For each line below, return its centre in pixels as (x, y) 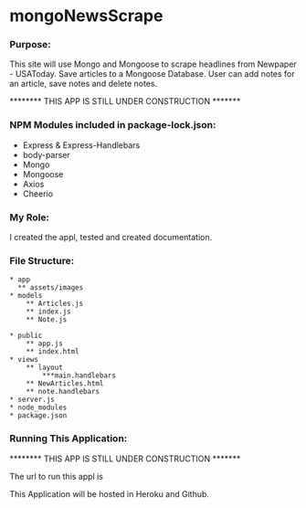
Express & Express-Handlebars (81, 145)
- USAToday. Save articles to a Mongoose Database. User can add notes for (152, 74)
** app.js (45, 344)
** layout (45, 368)
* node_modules (38, 407)
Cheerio (37, 194)
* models (26, 296)
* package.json (38, 416)
